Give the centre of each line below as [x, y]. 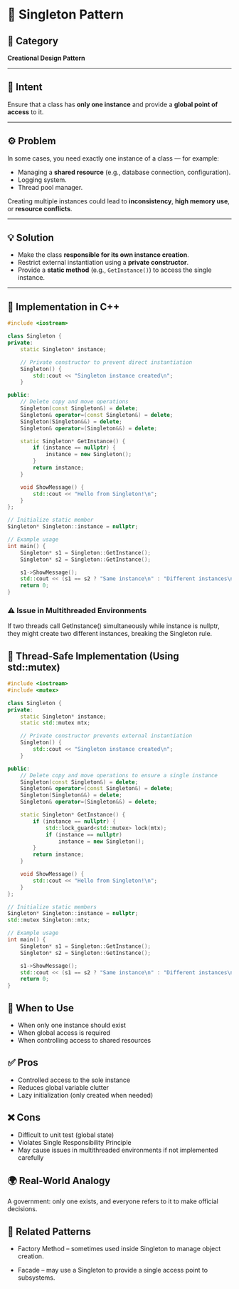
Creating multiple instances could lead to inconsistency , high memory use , [118, 201]
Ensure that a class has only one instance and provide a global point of [113, 104]
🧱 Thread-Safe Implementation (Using [93, 656]
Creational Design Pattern [46, 58]
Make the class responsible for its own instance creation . [103, 255]
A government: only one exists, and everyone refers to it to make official [113, 1201]
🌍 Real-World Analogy [59, 1181]
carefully [31, 1157]
